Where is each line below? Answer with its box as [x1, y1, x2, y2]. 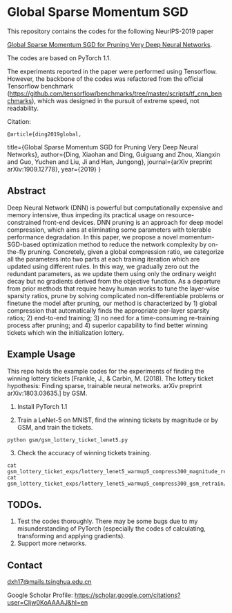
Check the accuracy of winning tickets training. [17, 448, 152, 457]
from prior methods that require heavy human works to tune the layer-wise [7, 284, 220, 293]
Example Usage [7, 349, 76, 360]
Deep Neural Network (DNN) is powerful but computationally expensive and [7, 203, 223, 212]
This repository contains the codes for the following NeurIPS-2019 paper [7, 27, 214, 35]
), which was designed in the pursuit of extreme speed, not [31, 96, 200, 104]
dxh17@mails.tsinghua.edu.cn [7, 578, 92, 586]
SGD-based [7, 240, 41, 248]
